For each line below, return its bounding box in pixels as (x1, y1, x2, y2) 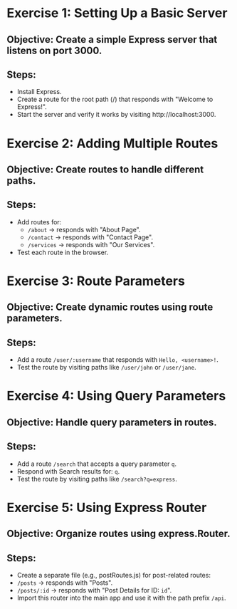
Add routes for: (16, 217, 62, 226)
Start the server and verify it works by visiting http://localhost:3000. (16, 110, 216, 119)
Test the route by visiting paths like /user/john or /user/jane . (16, 363, 196, 372)
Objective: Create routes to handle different (6, 163, 204, 175)
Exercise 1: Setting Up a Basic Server (6, 5, 228, 21)
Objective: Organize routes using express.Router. (6, 528, 231, 540)
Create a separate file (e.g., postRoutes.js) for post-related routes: (16, 571, 211, 579)
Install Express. (16, 88, 62, 96)
